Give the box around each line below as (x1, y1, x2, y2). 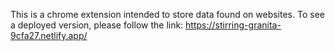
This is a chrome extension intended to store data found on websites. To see (10, 9, 325, 20)
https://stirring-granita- (185, 19, 282, 31)
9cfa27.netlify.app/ (10, 30, 88, 41)
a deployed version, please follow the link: (10, 19, 184, 31)
